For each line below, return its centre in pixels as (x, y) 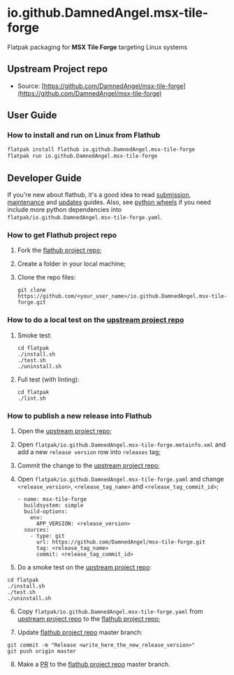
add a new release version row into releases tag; (89, 451)
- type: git (47, 536)
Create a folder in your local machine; (71, 264)
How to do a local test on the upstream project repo (96, 320)
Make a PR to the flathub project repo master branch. (94, 664)
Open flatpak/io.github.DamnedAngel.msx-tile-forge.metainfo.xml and (122, 444)
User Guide (32, 116)
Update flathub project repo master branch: (80, 632)
